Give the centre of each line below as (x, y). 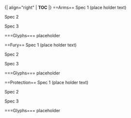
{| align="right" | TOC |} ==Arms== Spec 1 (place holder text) (65, 7)
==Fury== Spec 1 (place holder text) (41, 45)
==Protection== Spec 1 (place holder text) (46, 82)
